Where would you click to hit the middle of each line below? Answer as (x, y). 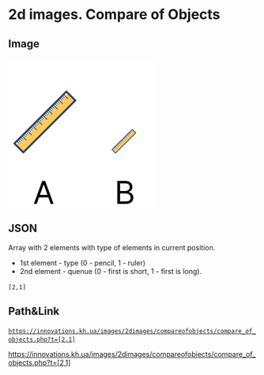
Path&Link (34, 311)
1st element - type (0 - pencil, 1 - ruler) (83, 263)
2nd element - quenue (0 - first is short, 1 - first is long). (111, 271)
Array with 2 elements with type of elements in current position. (112, 247)
